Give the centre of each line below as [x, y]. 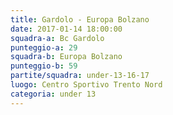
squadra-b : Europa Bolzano [66, 57]
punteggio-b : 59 [44, 66]
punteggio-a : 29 [44, 47]
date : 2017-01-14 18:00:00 [66, 29]
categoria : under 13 [53, 94]
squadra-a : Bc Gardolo [57, 38]
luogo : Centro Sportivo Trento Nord [86, 85]
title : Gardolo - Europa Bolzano [80, 19]
